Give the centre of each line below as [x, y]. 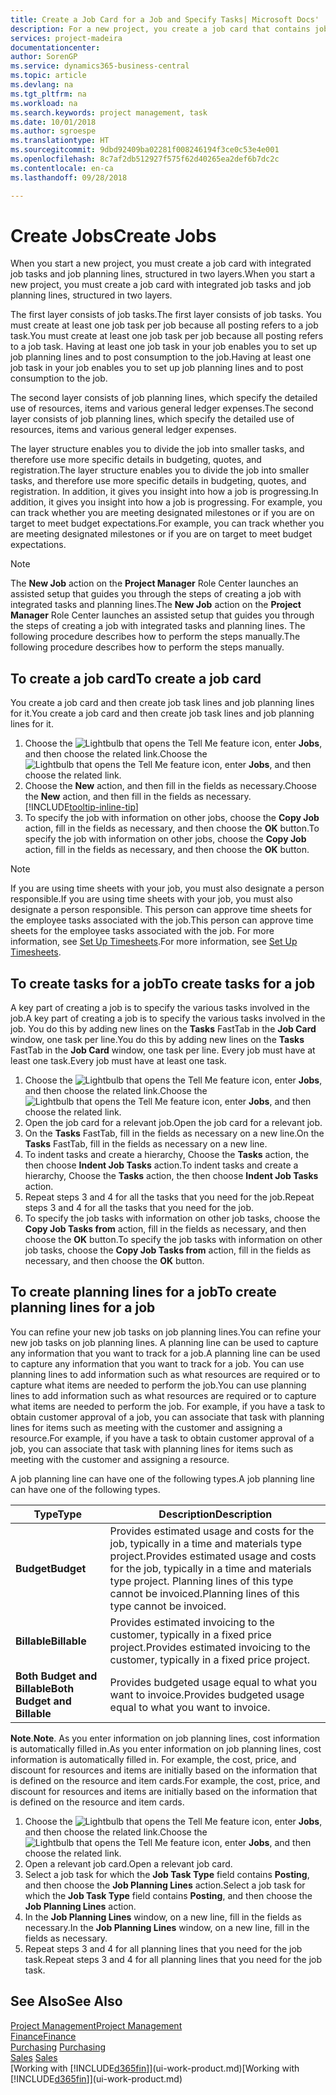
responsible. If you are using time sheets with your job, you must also [151, 899]
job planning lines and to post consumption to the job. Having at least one [161, 357]
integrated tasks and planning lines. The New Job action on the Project [156, 605]
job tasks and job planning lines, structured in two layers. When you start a [163, 274]
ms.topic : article [48, 76]
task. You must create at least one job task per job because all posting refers [167, 336]
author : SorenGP [44, 57]
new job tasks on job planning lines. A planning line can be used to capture [164, 1342]
